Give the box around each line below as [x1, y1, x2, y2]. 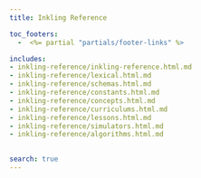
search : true [9, 155, 59, 164]
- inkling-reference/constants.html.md [9, 88, 160, 97]
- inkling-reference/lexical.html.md [9, 71, 152, 80]
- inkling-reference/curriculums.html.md [9, 105, 168, 114]
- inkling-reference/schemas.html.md [9, 80, 152, 89]
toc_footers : [9, 29, 59, 39]
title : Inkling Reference [9, 13, 107, 23]
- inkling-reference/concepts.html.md [9, 96, 156, 105]
